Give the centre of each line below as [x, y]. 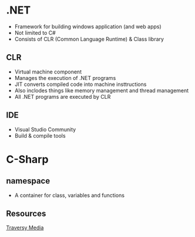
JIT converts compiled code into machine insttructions [80, 84]
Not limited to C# [35, 32]
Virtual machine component [48, 72]
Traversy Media [25, 228]
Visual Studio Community [45, 129]
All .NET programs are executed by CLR [63, 96]
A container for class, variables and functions [70, 195]
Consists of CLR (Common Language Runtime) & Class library [89, 39]
